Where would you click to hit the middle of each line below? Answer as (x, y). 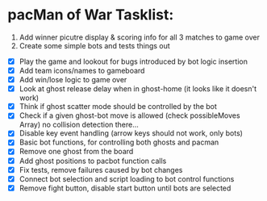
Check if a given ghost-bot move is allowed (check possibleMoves (129, 115)
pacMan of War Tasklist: (91, 15)
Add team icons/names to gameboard (82, 71)
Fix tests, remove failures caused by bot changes (101, 170)
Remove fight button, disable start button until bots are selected (125, 188)
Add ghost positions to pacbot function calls (93, 161)
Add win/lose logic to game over (73, 80)
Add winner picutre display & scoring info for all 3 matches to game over (139, 37)
